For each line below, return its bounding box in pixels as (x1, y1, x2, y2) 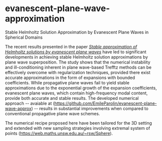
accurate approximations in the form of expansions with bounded (5, 75, 135, 80)
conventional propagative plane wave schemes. (5, 110, 100, 116)
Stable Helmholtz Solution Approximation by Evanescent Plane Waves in (5, 29, 149, 35)
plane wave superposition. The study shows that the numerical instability (5, 59, 151, 65)
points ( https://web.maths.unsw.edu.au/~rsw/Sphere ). (5, 130, 113, 136)
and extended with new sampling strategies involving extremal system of (5, 125, 150, 131)
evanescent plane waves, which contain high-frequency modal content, (5, 90, 148, 96)
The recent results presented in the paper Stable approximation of (5, 44, 137, 49)
